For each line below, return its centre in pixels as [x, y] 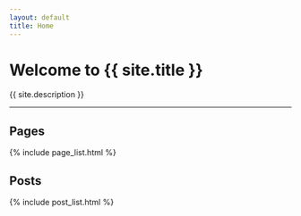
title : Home [31, 26]
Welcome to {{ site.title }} [106, 70]
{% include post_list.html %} [62, 203]
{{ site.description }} [47, 95]
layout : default [39, 17]
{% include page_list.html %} [63, 153]
